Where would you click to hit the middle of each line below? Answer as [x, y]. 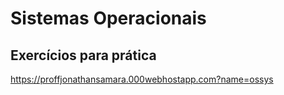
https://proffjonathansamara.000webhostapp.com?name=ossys [142, 79]
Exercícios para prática [83, 55]
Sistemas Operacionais [108, 18]
